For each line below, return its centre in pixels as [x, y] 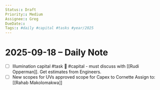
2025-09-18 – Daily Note [57, 53]
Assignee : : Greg [22, 19]
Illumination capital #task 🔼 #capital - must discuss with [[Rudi [76, 66]
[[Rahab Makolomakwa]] [37, 83]
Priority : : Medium [24, 14]
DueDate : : [15, 23]
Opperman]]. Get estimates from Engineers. [57, 72]
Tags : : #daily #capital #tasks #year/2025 [49, 28]
